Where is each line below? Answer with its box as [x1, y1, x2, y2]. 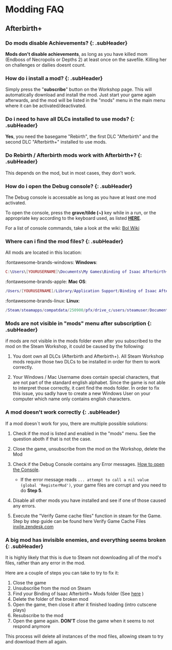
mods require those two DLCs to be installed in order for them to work [12, 359, 160, 365]
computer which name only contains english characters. [12, 396, 132, 402]
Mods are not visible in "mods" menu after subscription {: [5, 319, 152, 327]
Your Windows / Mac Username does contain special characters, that [12, 374, 160, 380]
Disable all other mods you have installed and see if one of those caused [12, 497, 166, 503]
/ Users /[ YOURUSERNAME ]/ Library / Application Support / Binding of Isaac [5, 289, 157, 294]
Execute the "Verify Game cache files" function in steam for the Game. [12, 513, 162, 519]
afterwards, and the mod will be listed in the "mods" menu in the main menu [5, 97, 165, 104]
